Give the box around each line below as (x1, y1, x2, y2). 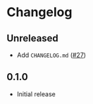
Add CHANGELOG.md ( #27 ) (16, 51, 86, 59)
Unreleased (6, 32, 59, 44)
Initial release (16, 89, 56, 98)
